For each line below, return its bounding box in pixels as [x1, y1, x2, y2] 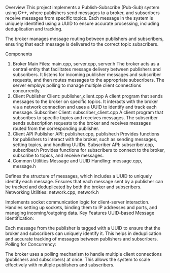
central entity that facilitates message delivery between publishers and [12, 66, 161, 72]
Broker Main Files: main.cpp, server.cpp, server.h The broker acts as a [12, 61, 160, 66]
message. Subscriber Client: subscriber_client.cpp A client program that [12, 109, 163, 115]
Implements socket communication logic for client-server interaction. [5, 199, 150, 205]
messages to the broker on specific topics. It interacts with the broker [12, 98, 158, 105]
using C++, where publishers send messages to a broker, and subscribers [5, 10, 160, 16]
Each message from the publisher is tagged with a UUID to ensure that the [5, 225, 161, 231]
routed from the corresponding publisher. [12, 125, 99, 131]
